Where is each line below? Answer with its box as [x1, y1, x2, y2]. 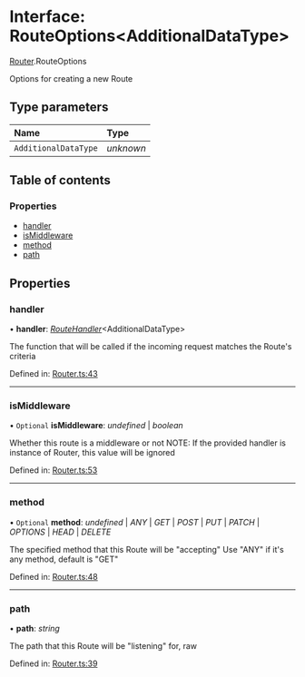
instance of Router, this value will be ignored [9, 447, 175, 458]
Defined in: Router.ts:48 [9, 571, 98, 582]
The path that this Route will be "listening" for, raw [9, 641, 198, 652]
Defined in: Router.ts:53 [9, 465, 98, 476]
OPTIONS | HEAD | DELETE [9, 526, 112, 537]
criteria [9, 351, 36, 362]
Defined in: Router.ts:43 [9, 368, 98, 379]
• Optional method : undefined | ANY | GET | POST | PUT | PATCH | [9, 516, 261, 527]
